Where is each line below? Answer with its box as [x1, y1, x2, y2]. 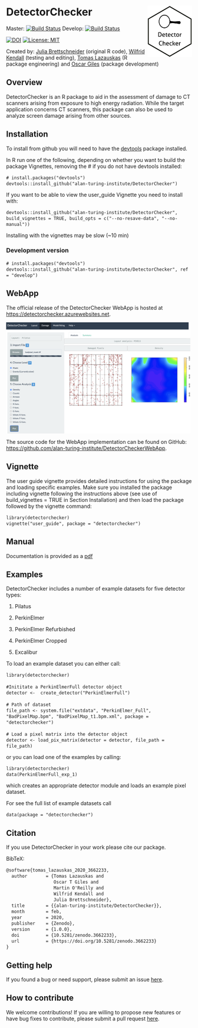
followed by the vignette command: [6, 502, 93, 510]
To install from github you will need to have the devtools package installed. [6, 145, 187, 152]
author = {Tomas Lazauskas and [11, 873, 104, 880]
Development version [6, 247, 69, 255]
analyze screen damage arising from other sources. [6, 112, 131, 119]
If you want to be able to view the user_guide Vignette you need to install [6, 191, 183, 198]
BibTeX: [6, 855, 25, 862]
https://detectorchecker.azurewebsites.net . [6, 310, 111, 317]
